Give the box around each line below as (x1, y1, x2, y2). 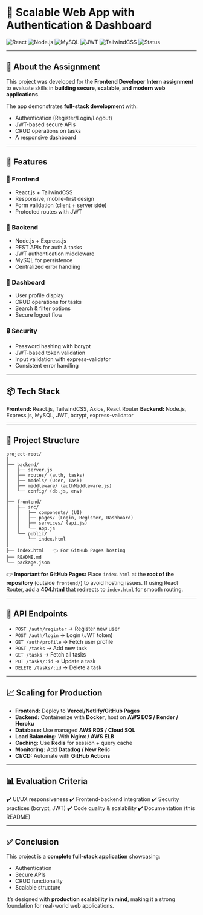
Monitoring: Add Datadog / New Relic (14, 746, 111, 753)
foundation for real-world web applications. (6, 902, 114, 910)
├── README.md (6, 554, 42, 560)
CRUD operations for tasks (14, 299, 82, 306)
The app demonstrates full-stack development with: (6, 103, 138, 110)
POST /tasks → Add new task (14, 644, 88, 652)
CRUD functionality (14, 877, 63, 885)
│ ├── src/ (6, 504, 39, 510)
